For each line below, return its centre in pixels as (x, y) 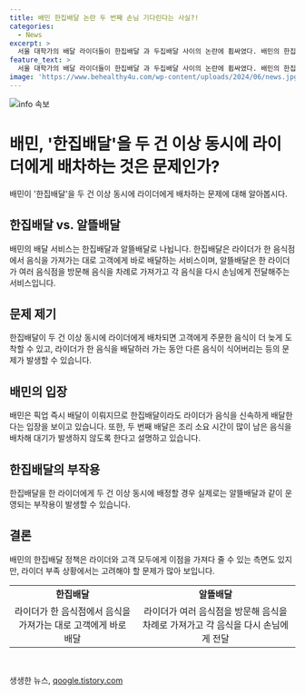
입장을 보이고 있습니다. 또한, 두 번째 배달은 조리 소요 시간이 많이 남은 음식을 (159, 427)
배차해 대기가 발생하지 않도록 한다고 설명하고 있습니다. (105, 438)
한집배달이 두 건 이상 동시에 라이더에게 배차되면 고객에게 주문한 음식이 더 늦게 (146, 338)
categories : (32, 26)
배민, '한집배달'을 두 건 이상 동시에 (129, 144)
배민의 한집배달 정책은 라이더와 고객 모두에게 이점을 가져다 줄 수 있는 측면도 (143, 559)
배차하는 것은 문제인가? (138, 167)
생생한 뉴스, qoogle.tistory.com (66, 680)
